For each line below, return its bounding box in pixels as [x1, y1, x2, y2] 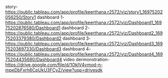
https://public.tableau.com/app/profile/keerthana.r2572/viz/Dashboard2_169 [5, 30, 163, 36]
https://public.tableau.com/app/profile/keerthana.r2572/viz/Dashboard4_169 [5, 51, 163, 57]
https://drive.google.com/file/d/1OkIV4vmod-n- [5, 62, 103, 68]
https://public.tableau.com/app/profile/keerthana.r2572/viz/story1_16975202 [5, 9, 163, 15]
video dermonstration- [63, 57, 110, 62]
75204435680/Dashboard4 [5, 57, 62, 62]
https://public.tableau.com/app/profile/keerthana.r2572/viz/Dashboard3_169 [5, 41, 163, 46]
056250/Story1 [5, 14, 36, 20]
